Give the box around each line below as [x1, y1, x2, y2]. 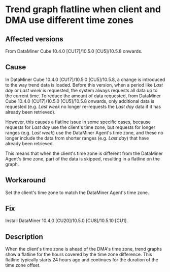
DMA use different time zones [5, 14, 133, 26]
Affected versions [5, 35, 63, 43]
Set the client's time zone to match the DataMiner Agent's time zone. [5, 189, 149, 196]
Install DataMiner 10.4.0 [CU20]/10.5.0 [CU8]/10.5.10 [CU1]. [5, 217, 128, 224]
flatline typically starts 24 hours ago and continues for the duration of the [5, 257, 159, 263]
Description [5, 232, 43, 241]
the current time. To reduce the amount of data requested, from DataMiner [5, 93, 161, 99]
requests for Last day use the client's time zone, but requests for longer [5, 124, 156, 130]
